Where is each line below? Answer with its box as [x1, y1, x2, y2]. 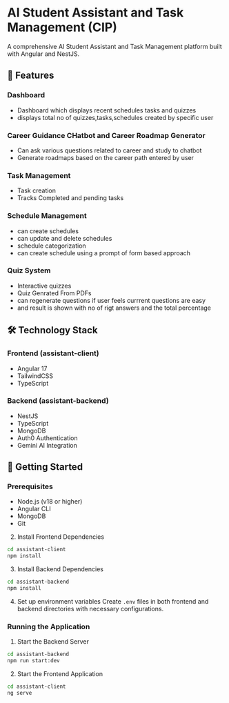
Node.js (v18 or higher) [17, 497, 83, 506]
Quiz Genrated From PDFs [17, 288, 92, 297]
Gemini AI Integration [17, 441, 78, 449]
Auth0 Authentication [17, 433, 78, 442]
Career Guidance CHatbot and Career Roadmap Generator [7, 130, 206, 140]
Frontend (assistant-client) [7, 348, 99, 358]
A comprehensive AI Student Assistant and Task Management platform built [7, 42, 222, 50]
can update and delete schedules [17, 234, 112, 242]
